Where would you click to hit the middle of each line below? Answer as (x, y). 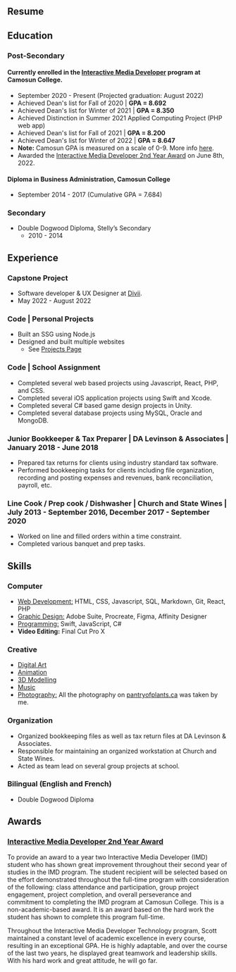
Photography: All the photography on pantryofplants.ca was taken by (118, 695)
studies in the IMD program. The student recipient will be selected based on (117, 872)
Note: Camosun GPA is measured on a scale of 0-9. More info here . (116, 148)
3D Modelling (37, 680)
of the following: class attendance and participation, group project (103, 887)
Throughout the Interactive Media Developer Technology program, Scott (112, 930)
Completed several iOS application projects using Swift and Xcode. (114, 398)
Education (30, 36)
